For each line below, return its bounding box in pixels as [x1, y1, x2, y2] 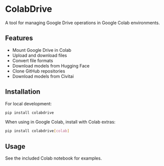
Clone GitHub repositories [12, 68, 65, 74]
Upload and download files [12, 52, 67, 58]
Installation [5, 88, 41, 96]
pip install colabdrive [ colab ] [5, 129, 70, 133]
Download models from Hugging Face [12, 63, 90, 68]
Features [5, 34, 33, 42]
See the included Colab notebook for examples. [5, 155, 102, 161]
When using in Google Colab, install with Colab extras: [5, 119, 116, 125]
